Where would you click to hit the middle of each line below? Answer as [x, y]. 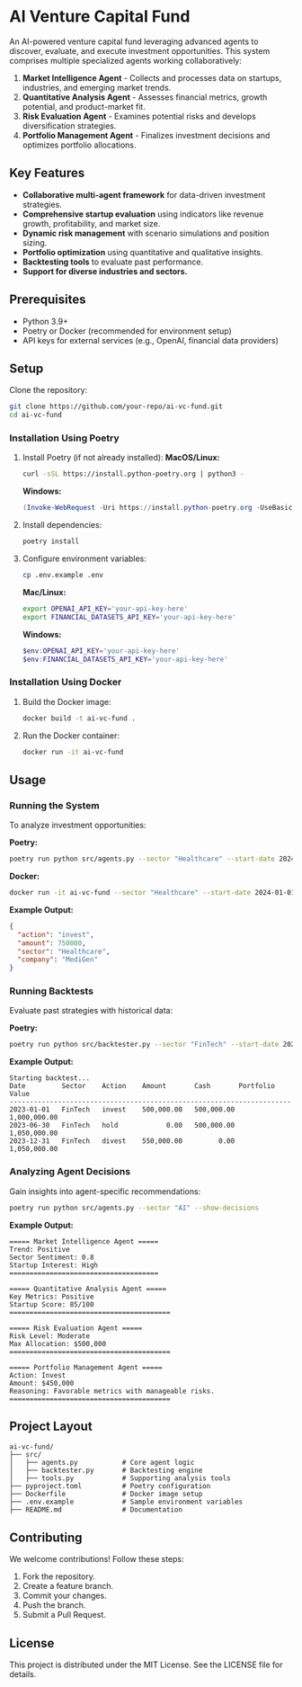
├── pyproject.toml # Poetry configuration [110, 1486]
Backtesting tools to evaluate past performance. [113, 262]
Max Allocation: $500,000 [58, 1343]
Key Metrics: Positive [52, 1297]
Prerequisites [48, 300]
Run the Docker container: [71, 736]
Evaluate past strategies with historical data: [91, 1011]
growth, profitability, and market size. [91, 223]
